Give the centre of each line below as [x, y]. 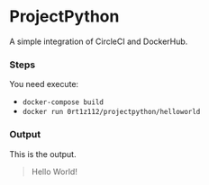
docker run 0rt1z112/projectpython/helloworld [111, 112]
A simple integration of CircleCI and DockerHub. [99, 41]
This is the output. [43, 154]
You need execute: [44, 84]
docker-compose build [63, 102]
